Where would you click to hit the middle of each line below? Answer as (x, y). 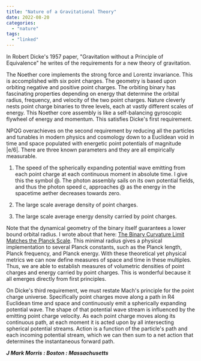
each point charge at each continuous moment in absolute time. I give (101, 174)
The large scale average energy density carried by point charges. (96, 216)
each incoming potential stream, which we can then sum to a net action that (100, 335)
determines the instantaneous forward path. (61, 341)
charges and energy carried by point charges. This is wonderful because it (98, 272)
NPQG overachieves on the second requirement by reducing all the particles (100, 131)
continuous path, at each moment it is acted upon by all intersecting (90, 322)
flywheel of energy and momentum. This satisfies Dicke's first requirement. (99, 119)
